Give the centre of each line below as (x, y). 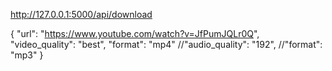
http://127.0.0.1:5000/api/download (81, 14)
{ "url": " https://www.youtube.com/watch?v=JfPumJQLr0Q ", (135, 33)
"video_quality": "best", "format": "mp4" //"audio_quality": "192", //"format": (166, 44)
